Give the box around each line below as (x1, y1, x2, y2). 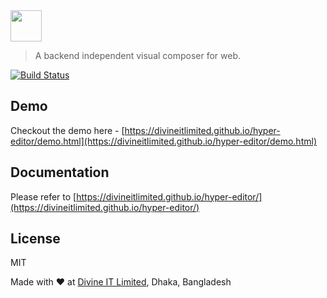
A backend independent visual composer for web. (34, 50, 242, 61)
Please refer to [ (10, 190, 77, 203)
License (10, 230, 61, 248)
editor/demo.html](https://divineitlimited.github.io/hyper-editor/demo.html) (10, 135, 317, 147)
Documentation (10, 164, 110, 181)
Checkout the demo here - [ (10, 124, 125, 136)
